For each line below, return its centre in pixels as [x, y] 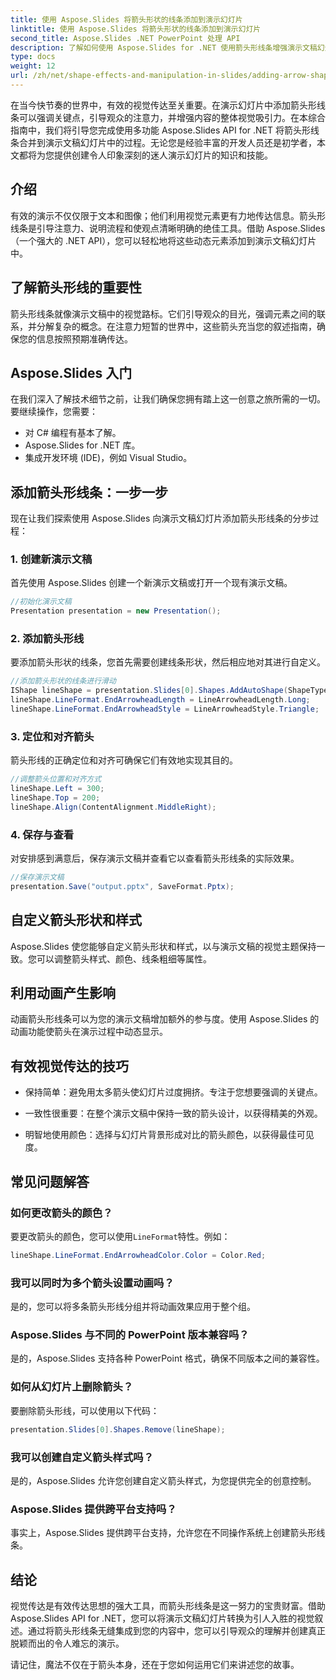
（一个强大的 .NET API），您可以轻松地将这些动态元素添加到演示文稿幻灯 [159, 240]
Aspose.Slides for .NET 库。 [82, 445]
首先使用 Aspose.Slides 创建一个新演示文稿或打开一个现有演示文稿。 [151, 583]
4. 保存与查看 [42, 834]
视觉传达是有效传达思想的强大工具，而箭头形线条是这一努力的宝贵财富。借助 [168, 1605]
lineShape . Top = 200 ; [55, 798]
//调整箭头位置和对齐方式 [56, 779]
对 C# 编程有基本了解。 [73, 433]
